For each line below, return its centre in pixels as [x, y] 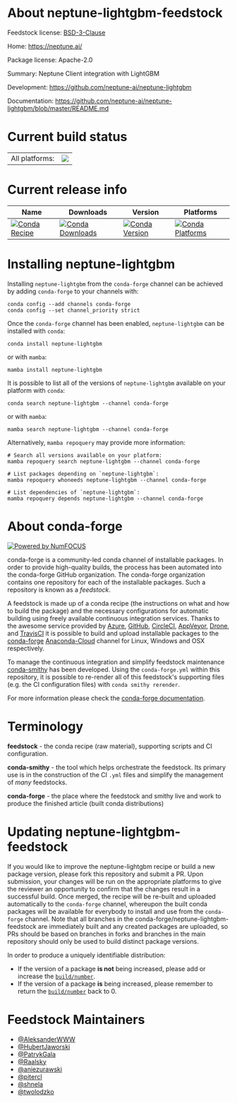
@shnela [30, 1084]
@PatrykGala [37, 1054]
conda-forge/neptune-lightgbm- [182, 919]
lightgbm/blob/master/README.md [58, 108]
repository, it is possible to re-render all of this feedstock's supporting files [116, 677]
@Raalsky [32, 1061]
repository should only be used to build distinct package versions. [103, 941]
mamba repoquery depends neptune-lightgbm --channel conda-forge [105, 499]
